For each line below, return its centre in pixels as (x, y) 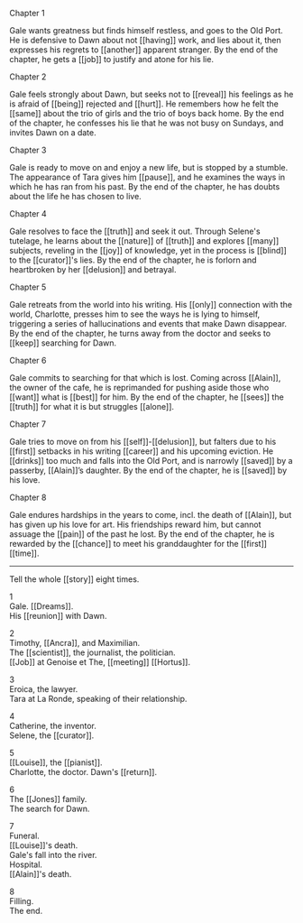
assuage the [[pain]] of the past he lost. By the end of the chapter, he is (142, 534)
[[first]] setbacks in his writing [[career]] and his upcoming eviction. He (141, 451)
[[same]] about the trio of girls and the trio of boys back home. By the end (147, 113)
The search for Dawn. (50, 808)
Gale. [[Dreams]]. (41, 606)
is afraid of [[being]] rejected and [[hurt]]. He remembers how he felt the (144, 104)
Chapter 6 (28, 360)
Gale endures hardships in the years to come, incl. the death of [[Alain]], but (151, 515)
